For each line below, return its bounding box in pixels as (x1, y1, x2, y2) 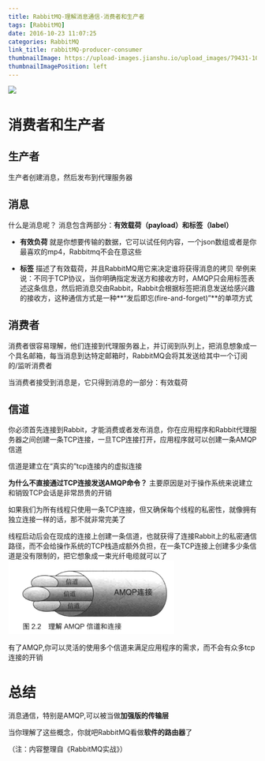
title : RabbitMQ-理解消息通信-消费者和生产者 (8, 13, 145, 21)
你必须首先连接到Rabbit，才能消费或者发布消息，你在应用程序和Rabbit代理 (8, 425, 250, 435)
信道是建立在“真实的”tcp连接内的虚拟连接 (8, 461, 143, 471)
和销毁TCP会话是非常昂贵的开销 (8, 488, 112, 498)
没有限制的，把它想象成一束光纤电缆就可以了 (21, 551, 167, 561)
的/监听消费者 (8, 360, 53, 370)
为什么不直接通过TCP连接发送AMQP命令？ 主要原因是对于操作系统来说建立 (8, 478, 253, 488)
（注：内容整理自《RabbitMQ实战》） (8, 744, 128, 754)
